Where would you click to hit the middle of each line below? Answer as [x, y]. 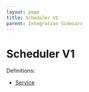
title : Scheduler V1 [33, 18]
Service [25, 83]
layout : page [23, 12]
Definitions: [21, 71]
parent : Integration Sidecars [45, 23]
